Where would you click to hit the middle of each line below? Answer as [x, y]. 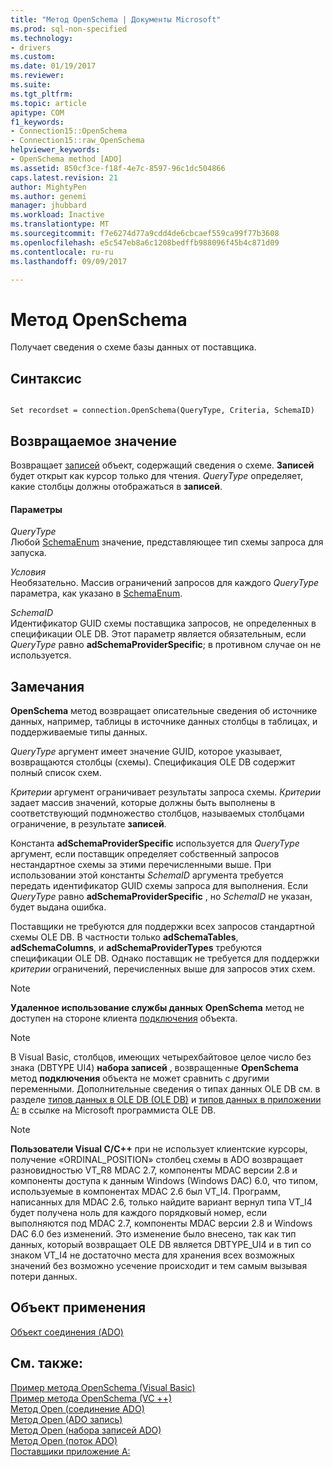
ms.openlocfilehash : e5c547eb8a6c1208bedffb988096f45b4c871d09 [145, 242]
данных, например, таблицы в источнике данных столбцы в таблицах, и [164, 721]
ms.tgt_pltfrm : [42, 94]
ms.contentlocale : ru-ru [62, 252]
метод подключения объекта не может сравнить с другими [140, 1078]
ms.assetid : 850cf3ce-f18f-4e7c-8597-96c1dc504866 [118, 168]
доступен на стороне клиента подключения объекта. [124, 1018]
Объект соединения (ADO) [67, 1332]
